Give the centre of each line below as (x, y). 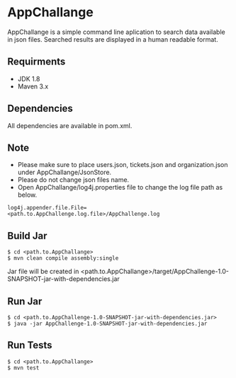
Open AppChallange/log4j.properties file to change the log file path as (120, 188)
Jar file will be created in (43, 271)
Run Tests (30, 345)
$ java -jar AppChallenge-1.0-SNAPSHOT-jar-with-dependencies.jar (107, 323)
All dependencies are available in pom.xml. (70, 125)
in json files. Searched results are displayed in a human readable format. (113, 39)
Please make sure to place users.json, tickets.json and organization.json (123, 165)
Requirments (36, 62)
